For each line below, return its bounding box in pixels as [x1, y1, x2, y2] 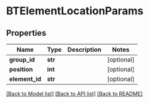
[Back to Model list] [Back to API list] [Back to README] [6, 90, 143, 97]
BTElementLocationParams [6, 4, 144, 18]
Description [67, 46, 102, 54]
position [9, 65, 33, 73]
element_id [9, 75, 42, 83]
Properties [6, 28, 46, 38]
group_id [9, 55, 35, 64]
